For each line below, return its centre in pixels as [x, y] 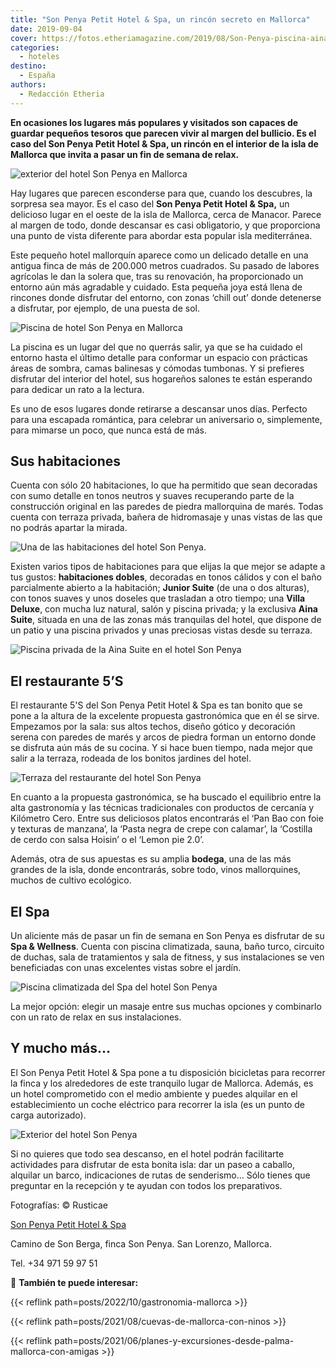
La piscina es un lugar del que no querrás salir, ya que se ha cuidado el [156, 347]
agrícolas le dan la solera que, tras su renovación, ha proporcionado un [157, 276]
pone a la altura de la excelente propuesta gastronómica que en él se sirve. [165, 716]
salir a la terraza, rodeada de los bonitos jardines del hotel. [131, 758]
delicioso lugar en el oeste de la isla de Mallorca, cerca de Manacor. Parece [166, 214]
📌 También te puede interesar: [74, 1282]
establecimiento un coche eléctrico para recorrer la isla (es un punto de [157, 1104]
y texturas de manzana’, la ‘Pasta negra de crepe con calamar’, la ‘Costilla [161, 829]
